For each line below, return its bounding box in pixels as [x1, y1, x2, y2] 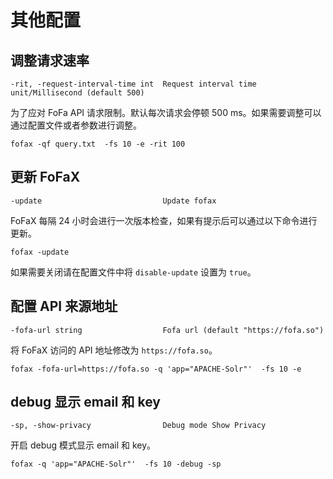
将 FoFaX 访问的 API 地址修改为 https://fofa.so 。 [10, 344, 218, 356]
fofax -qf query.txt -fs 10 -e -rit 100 [10, 139, 186, 149]
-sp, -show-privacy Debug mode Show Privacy [10, 421, 267, 431]
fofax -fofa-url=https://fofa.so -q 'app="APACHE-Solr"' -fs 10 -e [10, 364, 302, 374]
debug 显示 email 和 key [10, 394, 161, 411]
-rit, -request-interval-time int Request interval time [10, 79, 257, 89]
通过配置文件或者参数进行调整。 [10, 119, 142, 131]
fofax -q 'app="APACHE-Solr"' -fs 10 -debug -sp [10, 459, 222, 470]
